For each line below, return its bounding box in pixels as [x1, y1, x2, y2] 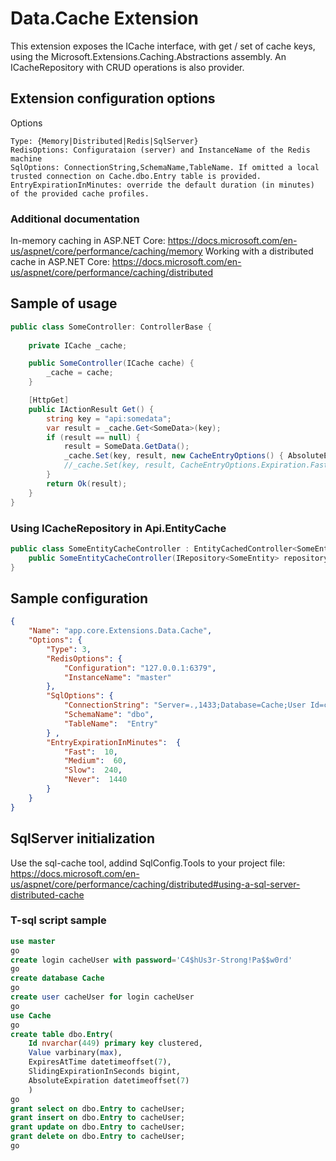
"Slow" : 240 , [63, 765, 123, 776]
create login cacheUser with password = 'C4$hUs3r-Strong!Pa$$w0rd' [10, 955, 293, 965]
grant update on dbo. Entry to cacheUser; [10, 1122, 186, 1132]
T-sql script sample [10, 913, 107, 927]
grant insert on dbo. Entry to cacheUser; [10, 1113, 186, 1123]
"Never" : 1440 [63, 775, 128, 785]
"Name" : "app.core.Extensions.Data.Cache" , [28, 626, 213, 636]
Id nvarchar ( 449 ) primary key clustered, [28, 1038, 203, 1049]
